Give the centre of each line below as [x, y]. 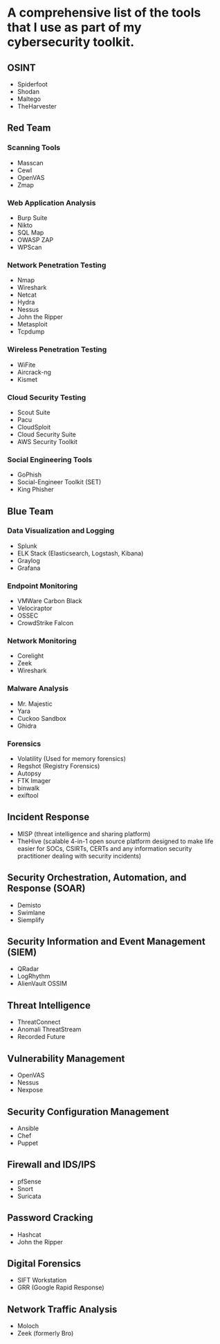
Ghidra [27, 726]
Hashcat [29, 1234]
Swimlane [31, 912]
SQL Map [30, 232]
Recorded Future [41, 1037]
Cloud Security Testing [47, 397]
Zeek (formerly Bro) [45, 1334]
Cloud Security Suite [46, 434]
